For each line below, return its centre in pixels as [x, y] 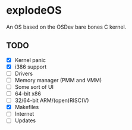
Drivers [24, 73]
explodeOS [34, 10]
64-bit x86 [28, 94]
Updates [25, 120]
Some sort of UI [34, 87]
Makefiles [27, 107]
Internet [24, 114]
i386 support [31, 67]
